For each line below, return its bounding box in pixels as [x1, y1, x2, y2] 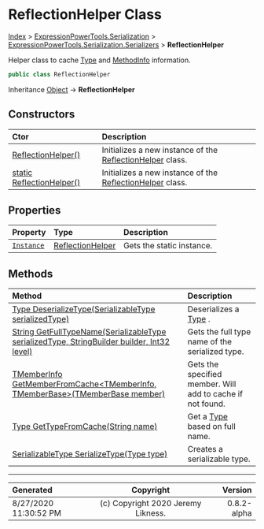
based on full [187, 421, 236, 432]
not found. [187, 398, 225, 409]
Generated [12, 485, 53, 496]
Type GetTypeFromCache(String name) [12, 421, 158, 432]
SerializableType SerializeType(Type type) [12, 449, 168, 460]
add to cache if [187, 389, 244, 400]
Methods [8, 266, 53, 281]
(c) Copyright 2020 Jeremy [99, 498, 202, 509]
